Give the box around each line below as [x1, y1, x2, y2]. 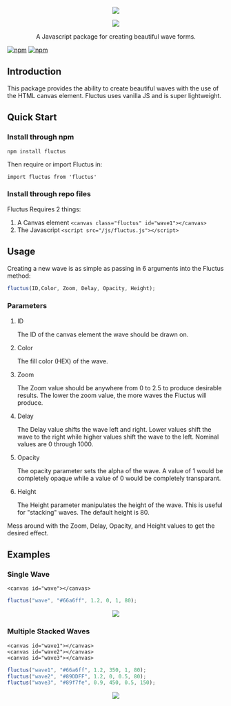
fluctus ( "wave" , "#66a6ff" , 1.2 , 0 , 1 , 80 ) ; [7, 598, 137, 604]
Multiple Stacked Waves [7, 627, 90, 636]
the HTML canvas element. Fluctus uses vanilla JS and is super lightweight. [7, 91, 222, 99]
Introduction [7, 66, 62, 77]
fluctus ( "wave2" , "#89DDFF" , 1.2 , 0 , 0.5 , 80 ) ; [7, 673, 147, 680]
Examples [7, 549, 50, 561]
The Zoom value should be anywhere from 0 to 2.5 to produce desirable [17, 383, 222, 392]
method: [7, 271, 31, 280]
